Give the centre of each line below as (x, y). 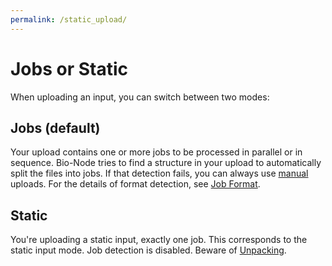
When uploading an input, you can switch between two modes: (140, 97)
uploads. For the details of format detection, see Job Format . (135, 184)
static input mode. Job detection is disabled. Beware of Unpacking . (148, 250)
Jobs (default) (55, 127)
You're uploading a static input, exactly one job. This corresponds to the (159, 240)
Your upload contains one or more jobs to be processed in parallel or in (156, 152)
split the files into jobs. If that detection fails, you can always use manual (159, 173)
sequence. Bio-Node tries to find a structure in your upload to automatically (166, 163)
